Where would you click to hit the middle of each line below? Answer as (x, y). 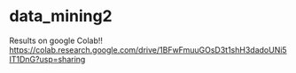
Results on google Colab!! (56, 40)
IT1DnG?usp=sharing (47, 59)
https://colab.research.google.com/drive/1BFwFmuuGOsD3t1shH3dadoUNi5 (148, 49)
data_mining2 (61, 16)
